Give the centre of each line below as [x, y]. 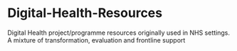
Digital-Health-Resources [85, 13]
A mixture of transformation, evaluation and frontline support [96, 40]
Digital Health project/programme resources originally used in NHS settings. [118, 33]
